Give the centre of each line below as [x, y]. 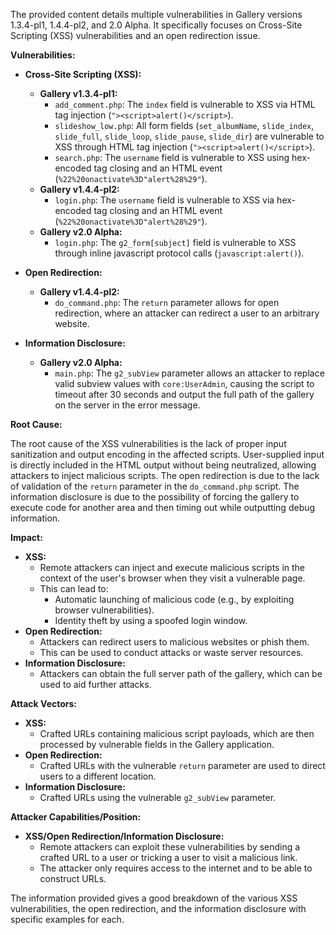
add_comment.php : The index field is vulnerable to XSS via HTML [185, 104]
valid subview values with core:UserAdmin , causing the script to [184, 383]
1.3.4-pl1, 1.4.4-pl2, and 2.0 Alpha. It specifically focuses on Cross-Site [156, 25]
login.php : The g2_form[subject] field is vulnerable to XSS [175, 242]
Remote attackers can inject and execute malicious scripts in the [172, 567]
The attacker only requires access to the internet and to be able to [176, 868]
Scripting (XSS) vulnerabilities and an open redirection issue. [135, 35]
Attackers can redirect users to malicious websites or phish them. [174, 642]
